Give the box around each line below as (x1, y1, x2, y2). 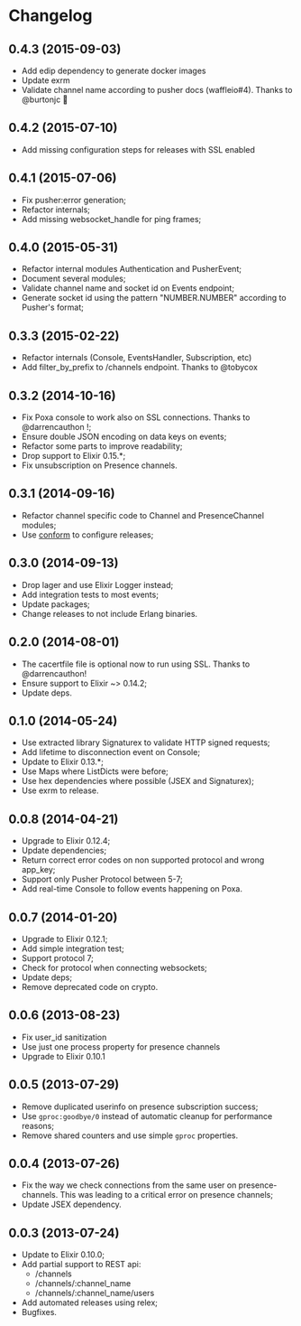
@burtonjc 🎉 (21, 94, 68, 105)
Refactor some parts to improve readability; (21, 441, 183, 452)
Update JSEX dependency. (21, 1199, 123, 1210)
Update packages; (21, 598, 91, 610)
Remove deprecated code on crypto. (21, 981, 159, 992)
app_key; (21, 864, 56, 875)
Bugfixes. (21, 1307, 58, 1318)
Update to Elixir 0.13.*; (21, 756, 105, 768)
